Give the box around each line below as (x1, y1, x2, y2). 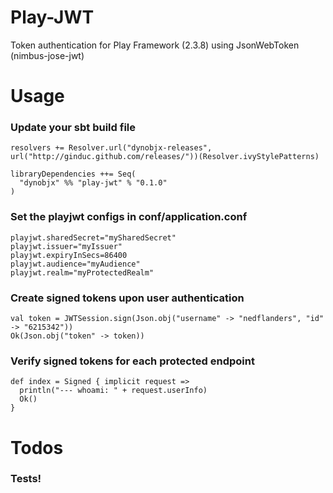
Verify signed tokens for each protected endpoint (10, 354, 255, 368)
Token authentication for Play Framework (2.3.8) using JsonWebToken (10, 39, 300, 51)
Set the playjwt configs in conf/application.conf (10, 210, 248, 224)
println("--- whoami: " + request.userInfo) (19, 386, 208, 396)
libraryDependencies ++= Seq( (10, 169, 137, 180)
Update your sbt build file (10, 121, 137, 135)
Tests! (10, 472, 42, 486)
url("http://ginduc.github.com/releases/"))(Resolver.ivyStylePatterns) (10, 152, 320, 162)
